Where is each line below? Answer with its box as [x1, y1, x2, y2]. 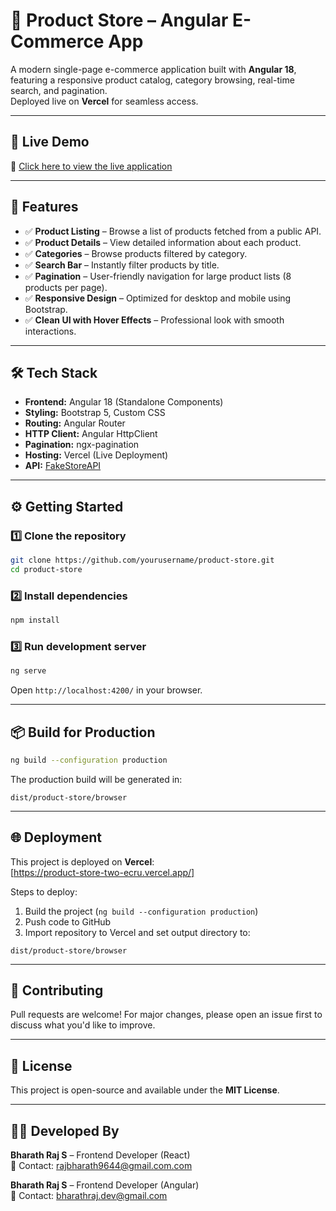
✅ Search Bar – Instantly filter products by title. [24, 259, 220, 271]
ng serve [10, 666, 47, 676]
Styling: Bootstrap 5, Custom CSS [24, 407, 166, 419]
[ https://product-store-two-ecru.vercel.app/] [10, 866, 195, 878]
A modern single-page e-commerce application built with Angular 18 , [10, 63, 297, 75]
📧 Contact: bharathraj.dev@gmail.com [10, 1190, 168, 1202]
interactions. [24, 325, 77, 337]
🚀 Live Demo [10, 134, 90, 151]
